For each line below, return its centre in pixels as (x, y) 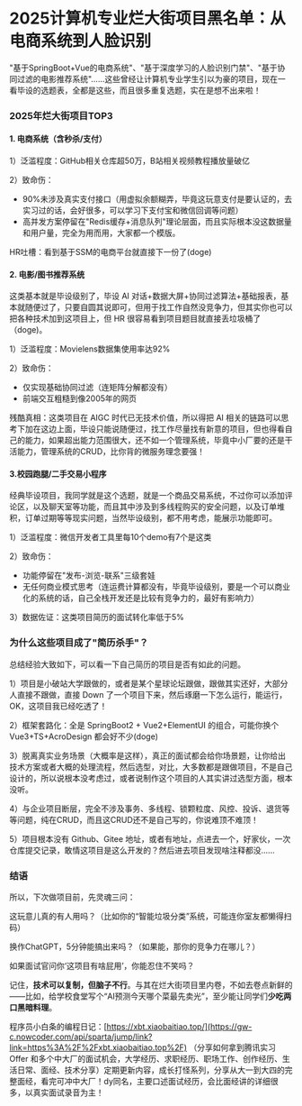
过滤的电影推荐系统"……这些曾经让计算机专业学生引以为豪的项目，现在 (147, 78)
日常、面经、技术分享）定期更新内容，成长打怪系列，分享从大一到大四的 (151, 1070)
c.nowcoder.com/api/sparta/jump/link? (81, 1037)
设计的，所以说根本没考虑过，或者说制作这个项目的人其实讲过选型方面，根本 (151, 778)
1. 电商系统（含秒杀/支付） (58, 139)
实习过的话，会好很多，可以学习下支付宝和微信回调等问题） (133, 210)
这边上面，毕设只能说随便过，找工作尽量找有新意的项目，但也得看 (162, 429)
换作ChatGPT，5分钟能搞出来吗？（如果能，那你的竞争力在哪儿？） (135, 946)
